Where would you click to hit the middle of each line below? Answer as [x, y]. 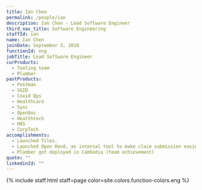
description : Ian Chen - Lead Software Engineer [68, 23]
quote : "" [19, 157]
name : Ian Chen [25, 40]
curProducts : [23, 62]
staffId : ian [23, 34]
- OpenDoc [24, 113]
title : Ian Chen [26, 12]
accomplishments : [28, 135]
